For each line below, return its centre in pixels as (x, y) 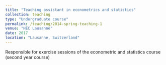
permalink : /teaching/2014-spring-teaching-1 (54, 24)
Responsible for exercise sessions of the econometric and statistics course (83, 52)
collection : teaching (28, 14)
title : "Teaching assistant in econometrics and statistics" (71, 10)
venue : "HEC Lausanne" (29, 28)
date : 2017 (17, 33)
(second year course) (28, 57)
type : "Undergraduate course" (37, 19)
